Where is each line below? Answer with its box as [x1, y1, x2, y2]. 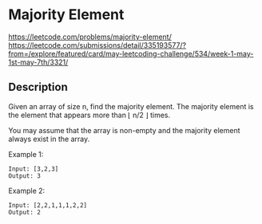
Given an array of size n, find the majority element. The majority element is [8, 101, 254, 111]
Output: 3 [8, 171, 42, 180]
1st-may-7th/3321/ [8, 57, 69, 67]
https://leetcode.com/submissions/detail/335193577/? [8, 40, 187, 49]
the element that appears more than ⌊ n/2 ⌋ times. [8, 110, 171, 120]
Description [8, 81, 68, 94]
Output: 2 [8, 208, 42, 216]
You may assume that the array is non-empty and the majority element [8, 125, 241, 135]
